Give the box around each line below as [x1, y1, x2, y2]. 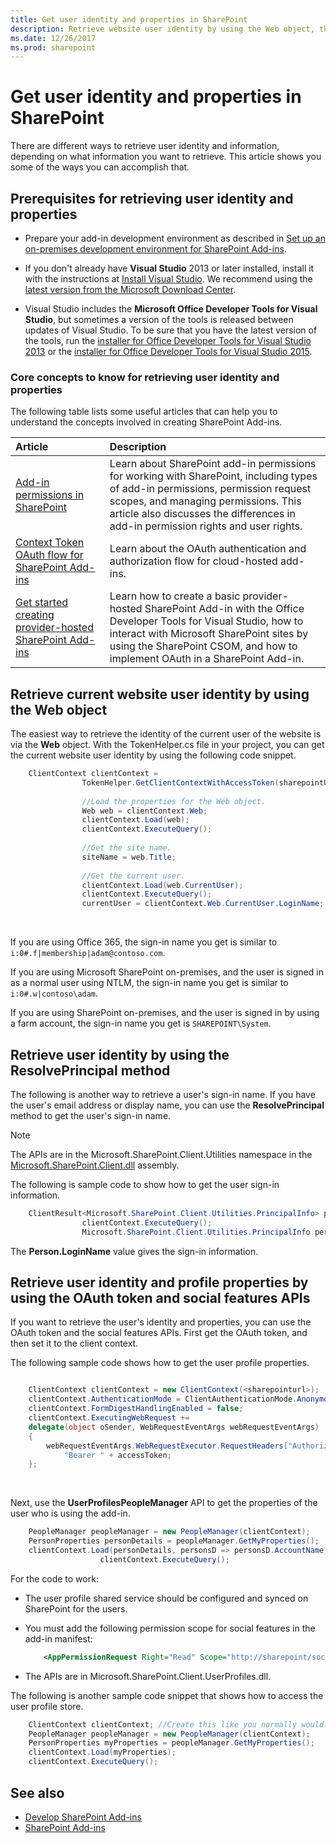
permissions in [15, 488, 85, 502]
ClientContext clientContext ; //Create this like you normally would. [28, 1719, 329, 1730]
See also [10, 1784, 65, 1801]
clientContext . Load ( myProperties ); [28, 1747, 177, 1758]
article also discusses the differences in [109, 507, 296, 521]
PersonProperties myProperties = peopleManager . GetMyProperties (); [28, 1738, 315, 1748]
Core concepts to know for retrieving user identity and [10, 370, 280, 384]
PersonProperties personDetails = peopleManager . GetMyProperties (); [28, 1536, 320, 1546]
